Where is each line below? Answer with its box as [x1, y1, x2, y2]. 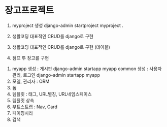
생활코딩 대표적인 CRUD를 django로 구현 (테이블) [12, 44, 110, 50]
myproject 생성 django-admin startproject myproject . [12, 22, 124, 28]
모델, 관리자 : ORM [12, 78, 50, 84]
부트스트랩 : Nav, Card [12, 104, 58, 110]
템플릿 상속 [12, 97, 35, 103]
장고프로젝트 [5, 5, 54, 16]
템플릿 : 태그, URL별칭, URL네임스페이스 [12, 91, 92, 97]
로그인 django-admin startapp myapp [23, 72, 100, 78]
